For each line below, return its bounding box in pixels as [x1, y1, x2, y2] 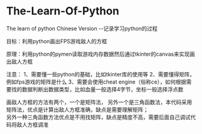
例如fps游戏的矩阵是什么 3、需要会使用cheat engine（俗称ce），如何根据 [6, 78, 186, 85]
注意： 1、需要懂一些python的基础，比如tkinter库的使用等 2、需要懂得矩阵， [6, 70, 195, 78]
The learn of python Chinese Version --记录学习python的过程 [6, 25, 158, 32]
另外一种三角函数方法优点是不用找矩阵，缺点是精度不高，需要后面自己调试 [6, 113, 191, 121]
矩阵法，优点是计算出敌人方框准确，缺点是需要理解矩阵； [6, 106, 148, 113]
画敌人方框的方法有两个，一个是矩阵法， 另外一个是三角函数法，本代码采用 [6, 98, 192, 106]
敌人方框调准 [16, 121, 49, 128]
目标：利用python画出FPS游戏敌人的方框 [6, 37, 108, 44]
